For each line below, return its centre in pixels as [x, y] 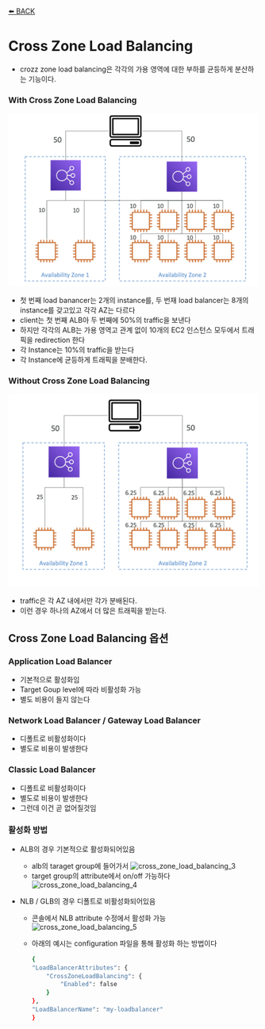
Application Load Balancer [60, 661]
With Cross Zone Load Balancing [73, 100]
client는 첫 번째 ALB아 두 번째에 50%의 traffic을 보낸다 [105, 321]
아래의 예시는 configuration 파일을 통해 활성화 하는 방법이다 [124, 943]
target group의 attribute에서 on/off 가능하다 [101, 876]
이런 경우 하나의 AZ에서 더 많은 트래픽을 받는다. [93, 611]
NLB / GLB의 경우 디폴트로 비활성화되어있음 [88, 901]
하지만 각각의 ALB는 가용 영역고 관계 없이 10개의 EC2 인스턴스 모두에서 [130, 330]
